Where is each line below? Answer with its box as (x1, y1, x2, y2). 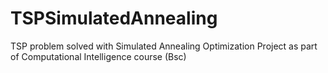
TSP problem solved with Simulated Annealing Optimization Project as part (10, 40, 318, 52)
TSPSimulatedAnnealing (10, 7, 218, 30)
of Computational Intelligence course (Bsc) (10, 50, 187, 62)
